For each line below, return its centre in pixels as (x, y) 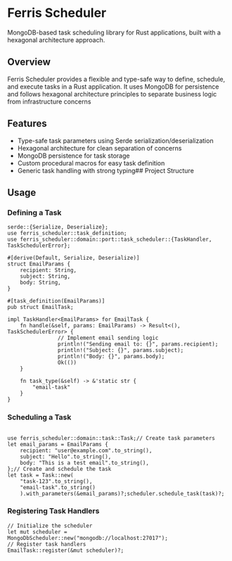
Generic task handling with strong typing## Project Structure (106, 170)
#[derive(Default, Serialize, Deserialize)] (73, 258)
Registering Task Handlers (53, 511)
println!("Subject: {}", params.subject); (121, 351)
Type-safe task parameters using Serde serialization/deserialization (115, 140)
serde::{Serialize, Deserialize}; (58, 227)
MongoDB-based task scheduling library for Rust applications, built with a (114, 32)
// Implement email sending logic (108, 338)
